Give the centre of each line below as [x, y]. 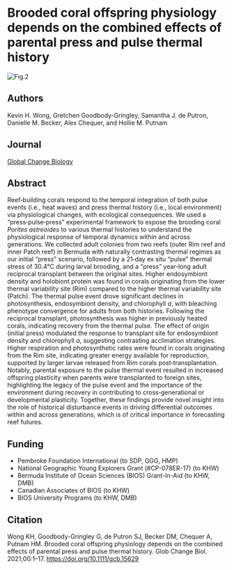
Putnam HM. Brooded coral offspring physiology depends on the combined [115, 544]
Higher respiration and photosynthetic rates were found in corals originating [116, 348]
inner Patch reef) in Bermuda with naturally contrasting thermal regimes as [114, 252]
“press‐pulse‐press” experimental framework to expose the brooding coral [114, 222]
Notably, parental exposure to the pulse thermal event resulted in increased [115, 370]
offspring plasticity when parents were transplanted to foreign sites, [105, 378]
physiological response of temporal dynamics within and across [99, 237]
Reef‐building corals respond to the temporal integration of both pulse [107, 200]
